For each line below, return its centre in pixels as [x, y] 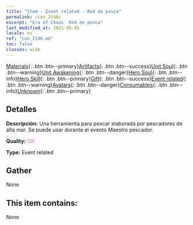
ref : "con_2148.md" [30, 39]
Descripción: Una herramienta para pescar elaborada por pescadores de [94, 123]
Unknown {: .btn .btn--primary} [54, 91]
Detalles [21, 110]
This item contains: [42, 203]
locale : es [19, 33]
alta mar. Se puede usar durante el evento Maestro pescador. [80, 130]
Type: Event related [30, 152]
